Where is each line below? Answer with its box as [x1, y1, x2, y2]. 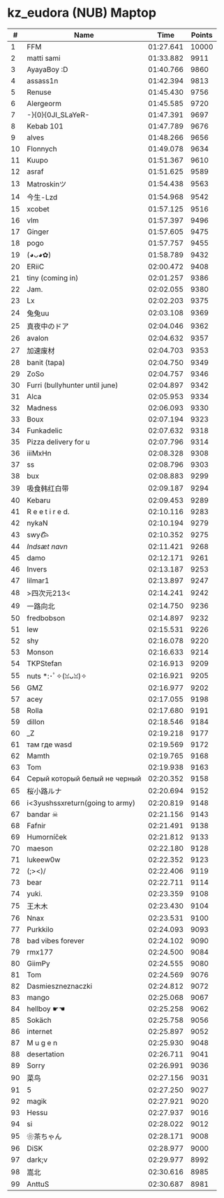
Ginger [27, 227, 50, 237]
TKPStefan [27, 658, 62, 668]
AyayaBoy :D [27, 64, 68, 74]
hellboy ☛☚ [27, 1003, 66, 1013]
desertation [27, 1049, 65, 1058]
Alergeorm [27, 98, 61, 108]
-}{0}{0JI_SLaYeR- [27, 110, 90, 119]
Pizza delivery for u [27, 437, 91, 447]
